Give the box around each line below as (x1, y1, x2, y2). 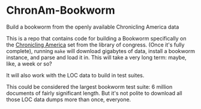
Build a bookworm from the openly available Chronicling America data (6, 23, 179, 30)
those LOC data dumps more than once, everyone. (6, 96, 131, 103)
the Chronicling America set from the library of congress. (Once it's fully (6, 41, 185, 48)
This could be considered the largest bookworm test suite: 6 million (6, 83, 173, 90)
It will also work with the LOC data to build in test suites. (6, 71, 145, 79)
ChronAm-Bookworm (6, 4, 115, 17)
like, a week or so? (6, 60, 52, 67)
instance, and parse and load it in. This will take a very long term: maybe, (6, 54, 187, 61)
